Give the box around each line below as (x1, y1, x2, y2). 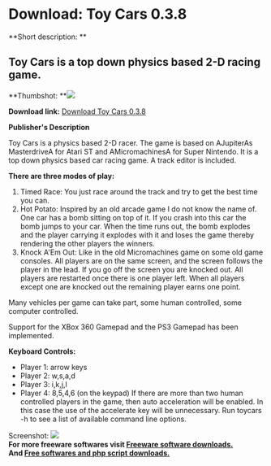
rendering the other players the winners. (19, 238, 156, 248)
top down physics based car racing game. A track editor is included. (8, 155, 237, 165)
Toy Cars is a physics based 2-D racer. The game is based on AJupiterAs (8, 137, 253, 147)
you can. (19, 195, 50, 205)
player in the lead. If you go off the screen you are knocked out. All (19, 264, 243, 274)
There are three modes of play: (8, 171, 115, 181)
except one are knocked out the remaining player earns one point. (19, 281, 241, 291)
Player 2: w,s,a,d (19, 371, 75, 381)
